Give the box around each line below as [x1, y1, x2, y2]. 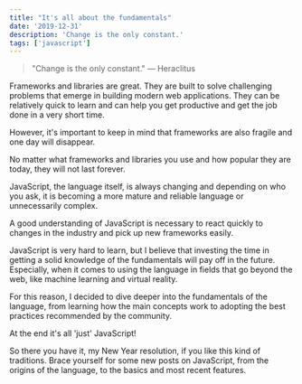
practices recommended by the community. [9, 311, 173, 322]
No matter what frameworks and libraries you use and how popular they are [9, 155, 291, 165]
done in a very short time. [9, 109, 106, 120]
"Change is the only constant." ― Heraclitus [31, 63, 196, 74]
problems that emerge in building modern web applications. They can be [9, 90, 280, 101]
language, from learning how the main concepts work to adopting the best [9, 301, 287, 312]
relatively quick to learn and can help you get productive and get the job [9, 100, 278, 111]
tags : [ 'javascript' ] [9, 38, 91, 48]
